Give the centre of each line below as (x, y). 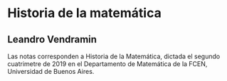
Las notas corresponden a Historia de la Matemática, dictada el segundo (114, 56)
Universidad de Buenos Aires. (51, 71)
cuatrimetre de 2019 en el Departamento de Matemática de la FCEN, (107, 64)
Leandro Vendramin (52, 39)
